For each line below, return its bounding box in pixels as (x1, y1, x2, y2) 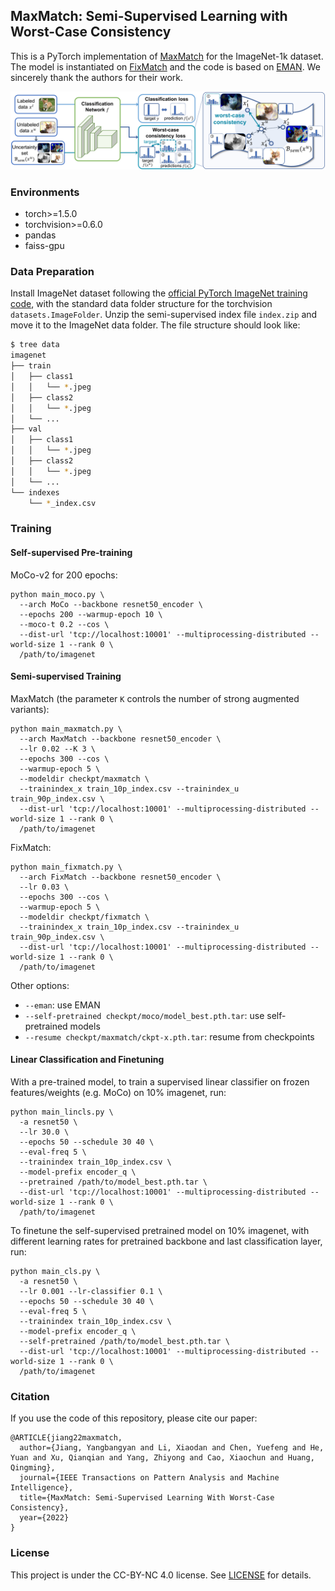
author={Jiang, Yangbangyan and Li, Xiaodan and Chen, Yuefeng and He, (19, 1443, 325, 1453)
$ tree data (10, 340, 60, 350)
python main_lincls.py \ (10, 1107, 114, 1117)
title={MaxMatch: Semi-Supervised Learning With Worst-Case (19, 1493, 275, 1503)
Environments (10, 185, 80, 199)
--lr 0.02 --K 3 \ (19, 744, 97, 754)
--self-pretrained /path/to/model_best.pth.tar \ (19, 1336, 230, 1346)
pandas (24, 229, 57, 241)
